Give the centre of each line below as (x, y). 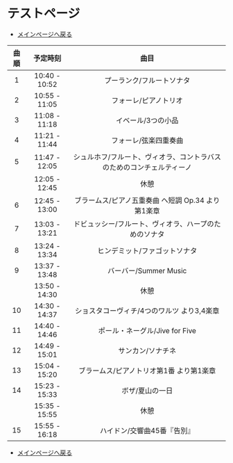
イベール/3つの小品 (147, 120)
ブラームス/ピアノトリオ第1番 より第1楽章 (147, 371)
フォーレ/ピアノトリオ (147, 100)
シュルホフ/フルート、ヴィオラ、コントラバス (147, 156)
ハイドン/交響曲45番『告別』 (147, 430)
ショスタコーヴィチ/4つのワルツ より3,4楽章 (147, 311)
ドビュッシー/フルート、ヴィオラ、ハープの (144, 224)
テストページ (44, 14)
